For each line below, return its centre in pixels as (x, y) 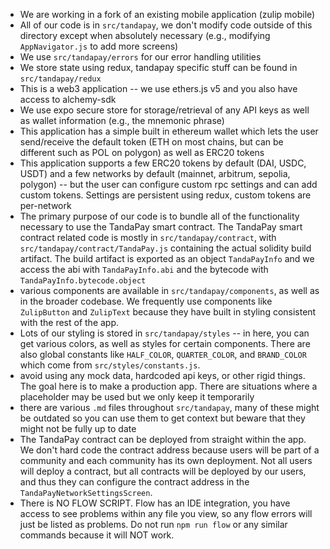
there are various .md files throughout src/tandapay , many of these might (169, 407)
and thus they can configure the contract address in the (134, 482)
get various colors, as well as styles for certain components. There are (165, 343)
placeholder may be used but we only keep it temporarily (137, 397)
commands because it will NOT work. (97, 535)
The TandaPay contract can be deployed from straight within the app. (163, 439)
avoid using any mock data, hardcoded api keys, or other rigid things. (162, 375)
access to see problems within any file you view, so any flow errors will (166, 513)
